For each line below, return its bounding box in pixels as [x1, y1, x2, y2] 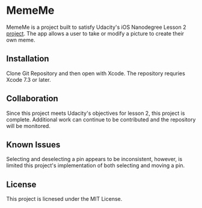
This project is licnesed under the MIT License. [6, 195, 123, 203]
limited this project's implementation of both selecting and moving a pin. [6, 162, 185, 169]
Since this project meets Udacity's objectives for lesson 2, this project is [6, 109, 185, 117]
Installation [6, 54, 49, 64]
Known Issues [6, 139, 61, 150]
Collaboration [6, 94, 58, 104]
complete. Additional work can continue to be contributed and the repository [6, 115, 196, 123]
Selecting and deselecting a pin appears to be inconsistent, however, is [6, 156, 183, 163]
